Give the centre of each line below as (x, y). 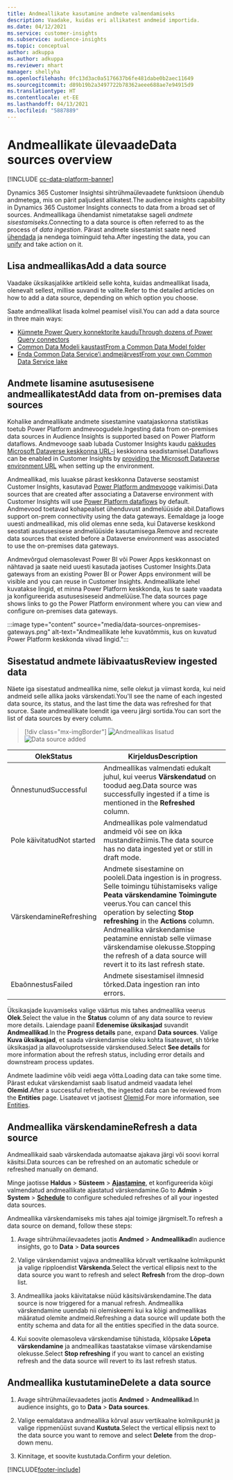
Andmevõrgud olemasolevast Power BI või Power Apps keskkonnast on (109, 560)
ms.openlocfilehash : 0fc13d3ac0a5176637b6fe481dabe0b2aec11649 (101, 78)
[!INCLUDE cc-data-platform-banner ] (61, 179)
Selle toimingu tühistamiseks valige (161, 886)
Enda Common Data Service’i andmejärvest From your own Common (114, 354)
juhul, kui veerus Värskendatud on (159, 777)
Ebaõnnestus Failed (42, 984)
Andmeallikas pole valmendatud (155, 823)
